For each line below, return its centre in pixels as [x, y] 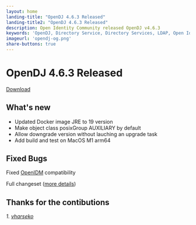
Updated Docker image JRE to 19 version [64, 122]
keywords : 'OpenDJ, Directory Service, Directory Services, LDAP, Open [95, 33]
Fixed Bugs [27, 159]
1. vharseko [20, 216]
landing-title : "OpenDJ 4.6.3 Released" [56, 17]
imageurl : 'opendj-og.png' [39, 39]
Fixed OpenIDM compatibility [41, 172]
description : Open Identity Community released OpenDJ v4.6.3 [83, 28]
